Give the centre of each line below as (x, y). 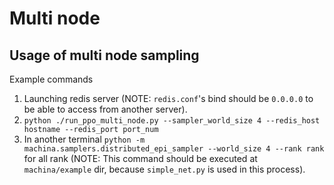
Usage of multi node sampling (104, 55)
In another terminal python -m (84, 139)
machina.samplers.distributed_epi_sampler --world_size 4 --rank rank (174, 149)
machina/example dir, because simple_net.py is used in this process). (164, 169)
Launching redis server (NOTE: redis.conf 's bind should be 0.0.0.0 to (168, 98)
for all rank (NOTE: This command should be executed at (140, 158)
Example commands (51, 79)
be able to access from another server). (105, 109)
